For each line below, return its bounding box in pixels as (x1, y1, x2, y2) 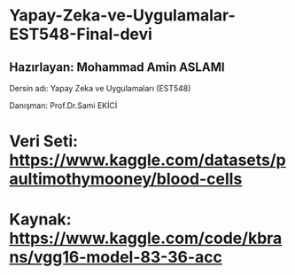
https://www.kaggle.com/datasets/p (9, 150, 286, 170)
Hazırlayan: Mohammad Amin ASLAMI (9, 59, 225, 75)
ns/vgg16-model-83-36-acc (9, 247, 223, 267)
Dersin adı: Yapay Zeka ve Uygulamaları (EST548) (9, 83, 191, 93)
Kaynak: (9, 209, 73, 230)
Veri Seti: (9, 131, 78, 152)
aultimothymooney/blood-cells (9, 169, 243, 189)
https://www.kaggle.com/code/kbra (9, 228, 283, 248)
